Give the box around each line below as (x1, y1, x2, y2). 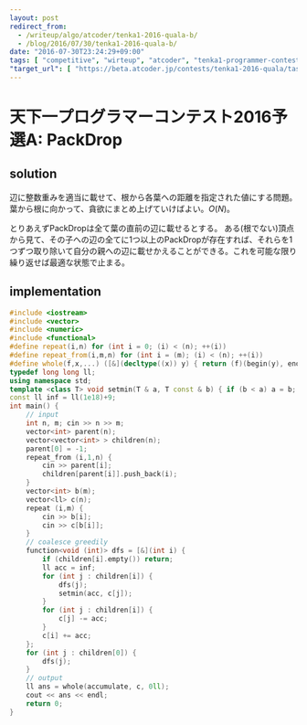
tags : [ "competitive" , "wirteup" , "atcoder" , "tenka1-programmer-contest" (9, 56, 304, 65)
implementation (9, 284, 102, 300)
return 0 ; (26, 698, 64, 709)
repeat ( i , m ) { (26, 504, 84, 513)
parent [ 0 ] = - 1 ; (26, 444, 89, 453)
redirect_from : (9, 22, 68, 31)
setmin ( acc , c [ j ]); (58, 589, 132, 598)
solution (9, 166, 58, 182)
